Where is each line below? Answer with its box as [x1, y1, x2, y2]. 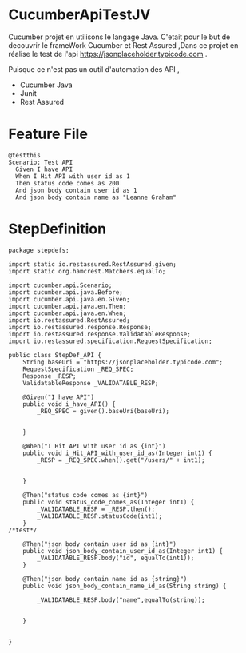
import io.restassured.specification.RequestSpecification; [8, 337, 213, 345]
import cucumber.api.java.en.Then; [8, 302, 127, 310]
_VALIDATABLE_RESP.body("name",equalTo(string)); [37, 595, 205, 604]
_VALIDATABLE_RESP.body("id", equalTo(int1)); [37, 554, 195, 562]
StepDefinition [8, 220, 106, 238]
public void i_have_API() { [22, 400, 116, 408]
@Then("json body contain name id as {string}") [22, 575, 188, 583]
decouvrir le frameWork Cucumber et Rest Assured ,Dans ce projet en [8, 40, 239, 50]
